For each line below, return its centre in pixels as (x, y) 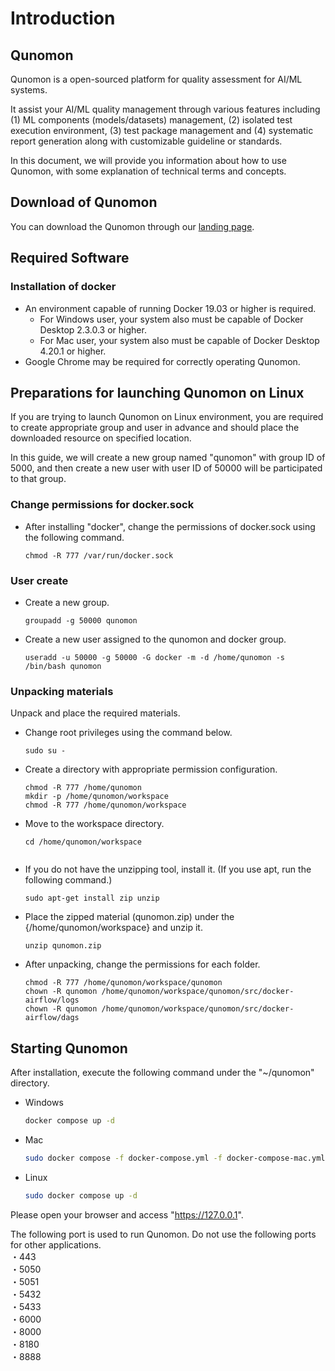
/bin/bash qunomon (63, 666)
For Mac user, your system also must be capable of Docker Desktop (179, 340)
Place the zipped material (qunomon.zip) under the (129, 917)
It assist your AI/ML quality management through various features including (165, 109)
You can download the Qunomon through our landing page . (132, 226)
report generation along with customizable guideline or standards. (146, 141)
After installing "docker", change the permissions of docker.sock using (170, 526)
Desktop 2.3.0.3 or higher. (93, 329)
